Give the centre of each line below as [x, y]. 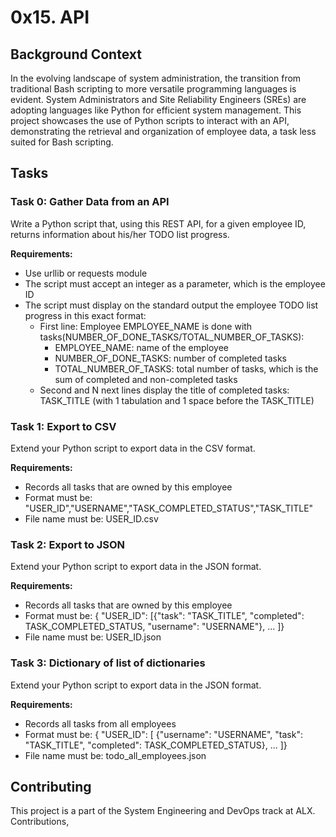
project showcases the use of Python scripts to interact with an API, [150, 120]
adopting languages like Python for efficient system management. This [156, 110]
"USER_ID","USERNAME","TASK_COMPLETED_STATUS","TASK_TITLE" [169, 508]
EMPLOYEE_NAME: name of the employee [141, 347]
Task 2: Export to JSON [68, 544]
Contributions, [40, 822]
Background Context [76, 54]
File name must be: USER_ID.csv [91, 518]
